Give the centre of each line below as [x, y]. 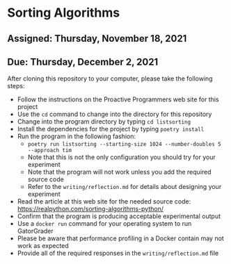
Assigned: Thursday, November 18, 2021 [97, 39]
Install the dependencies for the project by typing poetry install [111, 129]
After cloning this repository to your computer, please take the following [110, 79]
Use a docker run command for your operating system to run [104, 224]
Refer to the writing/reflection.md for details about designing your [125, 187]
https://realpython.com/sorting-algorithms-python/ [90, 209]
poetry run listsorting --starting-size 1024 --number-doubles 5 [124, 145]
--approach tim [49, 151]
